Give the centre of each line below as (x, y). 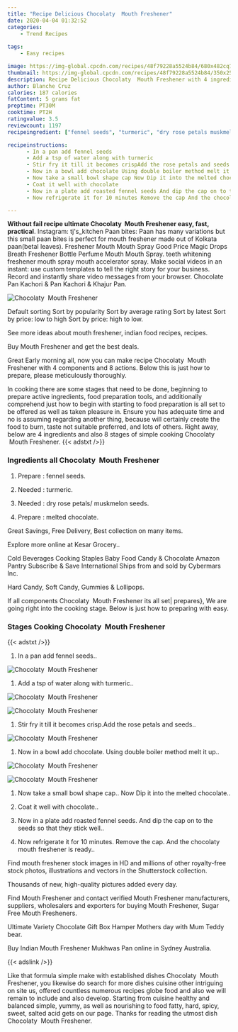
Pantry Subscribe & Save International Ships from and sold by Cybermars (114, 566)
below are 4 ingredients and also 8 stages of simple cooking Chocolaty (111, 434)
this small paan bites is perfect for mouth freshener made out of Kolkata (112, 239)
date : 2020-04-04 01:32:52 (47, 21)
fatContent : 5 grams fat (44, 99)
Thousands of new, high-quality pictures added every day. (93, 884)
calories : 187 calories (42, 93)
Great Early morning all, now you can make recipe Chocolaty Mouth (107, 360)
